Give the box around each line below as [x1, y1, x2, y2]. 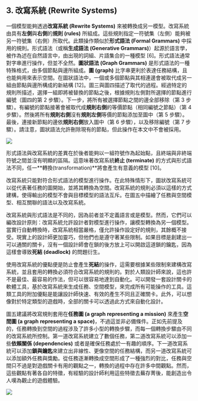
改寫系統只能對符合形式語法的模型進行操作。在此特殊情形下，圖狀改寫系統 [6, 177, 187, 184]
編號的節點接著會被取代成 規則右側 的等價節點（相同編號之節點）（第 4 [24, 103, 192, 110]
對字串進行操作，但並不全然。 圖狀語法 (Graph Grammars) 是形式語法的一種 [6, 59, 190, 66]
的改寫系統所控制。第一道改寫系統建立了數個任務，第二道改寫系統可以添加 [6, 332, 187, 340]
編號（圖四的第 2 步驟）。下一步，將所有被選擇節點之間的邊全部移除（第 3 [6, 96, 184, 103]
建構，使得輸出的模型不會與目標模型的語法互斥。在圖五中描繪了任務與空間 [6, 191, 187, 198]
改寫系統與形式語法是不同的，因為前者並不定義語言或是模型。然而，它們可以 [6, 211, 192, 219]
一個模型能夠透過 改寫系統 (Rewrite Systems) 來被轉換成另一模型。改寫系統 [6, 22, 190, 30]
